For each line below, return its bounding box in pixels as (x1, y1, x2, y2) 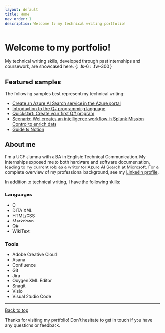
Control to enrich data (12, 121, 57, 127)
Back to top (5, 307, 28, 313)
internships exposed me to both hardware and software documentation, (5, 159, 151, 165)
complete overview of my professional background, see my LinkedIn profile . (5, 169, 159, 175)
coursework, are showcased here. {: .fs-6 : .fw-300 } (5, 63, 112, 69)
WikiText (12, 228, 30, 234)
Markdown (12, 218, 34, 224)
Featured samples (5, 78, 61, 86)
